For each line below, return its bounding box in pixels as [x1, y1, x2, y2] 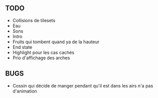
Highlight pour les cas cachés [12, 49, 74, 55]
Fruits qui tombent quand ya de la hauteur [12, 39, 100, 45]
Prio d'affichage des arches [12, 55, 70, 61]
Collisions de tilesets [12, 17, 55, 23]
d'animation [12, 88, 37, 94]
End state [12, 44, 33, 50]
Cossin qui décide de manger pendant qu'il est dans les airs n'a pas [12, 82, 153, 88]
